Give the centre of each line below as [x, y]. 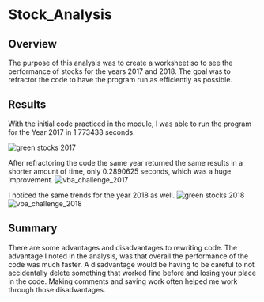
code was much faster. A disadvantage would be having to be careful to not [132, 264]
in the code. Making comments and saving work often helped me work [123, 281]
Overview [33, 44]
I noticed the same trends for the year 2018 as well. [92, 195]
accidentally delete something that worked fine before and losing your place [132, 273]
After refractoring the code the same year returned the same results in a [126, 162]
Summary [33, 229]
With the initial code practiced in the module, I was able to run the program [130, 124]
